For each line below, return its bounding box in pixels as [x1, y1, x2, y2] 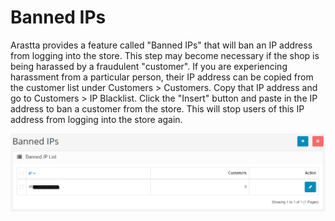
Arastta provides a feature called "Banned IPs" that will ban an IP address [10, 39, 313, 51]
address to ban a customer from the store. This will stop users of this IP [10, 102, 305, 115]
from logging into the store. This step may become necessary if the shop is [10, 49, 320, 61]
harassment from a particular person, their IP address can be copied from [10, 71, 314, 83]
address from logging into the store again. [10, 113, 183, 125]
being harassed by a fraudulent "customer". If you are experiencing [10, 60, 288, 72]
